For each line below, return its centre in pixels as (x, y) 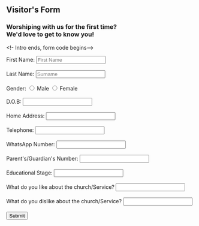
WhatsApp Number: (31, 144)
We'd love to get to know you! (50, 34)
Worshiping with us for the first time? (62, 27)
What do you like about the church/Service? (61, 187)
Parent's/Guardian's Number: (42, 158)
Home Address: (25, 116)
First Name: (20, 59)
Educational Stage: (29, 173)
